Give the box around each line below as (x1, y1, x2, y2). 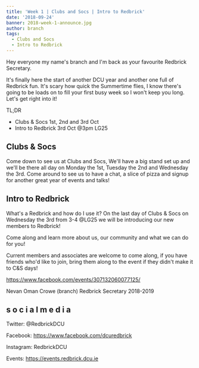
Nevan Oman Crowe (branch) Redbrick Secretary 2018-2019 (6, 287, 154, 295)
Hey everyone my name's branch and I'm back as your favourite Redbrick (6, 58, 186, 66)
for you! (6, 240, 26, 247)
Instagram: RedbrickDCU (6, 344, 67, 351)
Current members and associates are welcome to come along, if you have (6, 251, 188, 259)
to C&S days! (6, 264, 38, 272)
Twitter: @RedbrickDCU (6, 320, 65, 328)
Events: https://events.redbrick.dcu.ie (6, 355, 98, 362)
